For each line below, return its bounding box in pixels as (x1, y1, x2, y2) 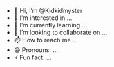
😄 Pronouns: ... (13, 46, 59, 54)
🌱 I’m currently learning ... (13, 21, 88, 29)
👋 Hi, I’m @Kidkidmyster (13, 7, 83, 14)
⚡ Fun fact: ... (13, 53, 52, 62)
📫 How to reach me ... (13, 36, 78, 44)
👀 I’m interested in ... (13, 14, 73, 22)
